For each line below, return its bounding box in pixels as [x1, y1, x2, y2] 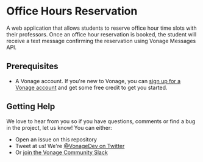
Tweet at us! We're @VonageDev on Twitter [15, 142, 125, 149]
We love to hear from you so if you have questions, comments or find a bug [6, 117, 196, 125]
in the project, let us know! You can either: [6, 124, 112, 131]
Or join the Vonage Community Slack [15, 149, 108, 156]
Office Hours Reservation [6, 4, 138, 18]
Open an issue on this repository [15, 135, 98, 143]
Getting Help [6, 101, 55, 112]
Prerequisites [6, 61, 59, 72]
